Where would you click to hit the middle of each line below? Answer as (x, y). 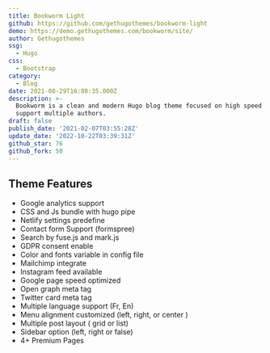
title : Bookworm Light (46, 16)
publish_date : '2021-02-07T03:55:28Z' (74, 128)
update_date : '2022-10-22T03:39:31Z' (72, 136)
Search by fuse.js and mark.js (70, 237)
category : (25, 76)
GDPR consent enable (57, 246)
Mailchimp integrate (53, 263)
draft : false (30, 121)
